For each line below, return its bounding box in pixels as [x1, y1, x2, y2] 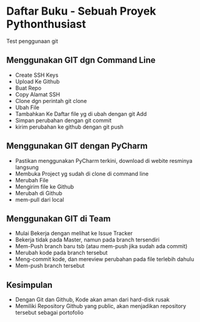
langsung [15, 163, 39, 171]
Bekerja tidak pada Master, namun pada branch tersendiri [15, 236, 160, 243]
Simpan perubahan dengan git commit [15, 116, 112, 124]
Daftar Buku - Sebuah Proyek [6, 4, 157, 18]
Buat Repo [15, 84, 41, 91]
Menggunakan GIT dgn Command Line [6, 55, 156, 65]
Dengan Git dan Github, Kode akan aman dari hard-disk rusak [15, 296, 170, 303]
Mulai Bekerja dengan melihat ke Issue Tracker [15, 230, 133, 237]
